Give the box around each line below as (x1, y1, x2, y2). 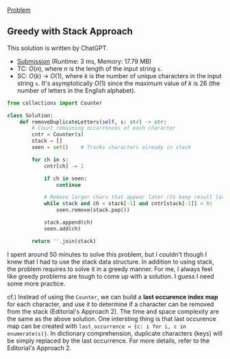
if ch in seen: (43, 175, 88, 182)
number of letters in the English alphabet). (16, 86, 136, 95)
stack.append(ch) (43, 219, 94, 226)
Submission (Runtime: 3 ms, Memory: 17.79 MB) (16, 57, 152, 65)
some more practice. (7, 279, 66, 288)
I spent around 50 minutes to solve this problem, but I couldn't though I (7, 250, 207, 258)
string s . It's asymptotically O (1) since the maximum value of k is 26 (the (16, 79, 220, 87)
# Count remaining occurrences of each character (31, 125, 176, 132)
